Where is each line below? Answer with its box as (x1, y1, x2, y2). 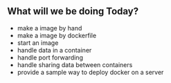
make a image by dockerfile (17, 31, 97, 39)
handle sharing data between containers (17, 60, 133, 68)
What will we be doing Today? (7, 6, 139, 17)
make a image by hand (17, 24, 82, 32)
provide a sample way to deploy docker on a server (17, 68, 164, 76)
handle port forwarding (17, 53, 83, 62)
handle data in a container (17, 46, 92, 54)
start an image (17, 38, 59, 47)
